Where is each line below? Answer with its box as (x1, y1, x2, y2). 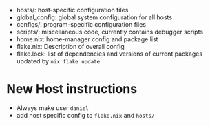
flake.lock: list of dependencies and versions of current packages (16, 50, 203, 58)
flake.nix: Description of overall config (16, 43, 125, 50)
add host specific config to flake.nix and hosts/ (16, 111, 155, 119)
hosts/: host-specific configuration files (16, 6, 129, 14)
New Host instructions (6, 81, 138, 97)
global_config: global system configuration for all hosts (16, 13, 173, 21)
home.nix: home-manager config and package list (16, 35, 158, 43)
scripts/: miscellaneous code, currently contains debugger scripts (16, 28, 204, 36)
